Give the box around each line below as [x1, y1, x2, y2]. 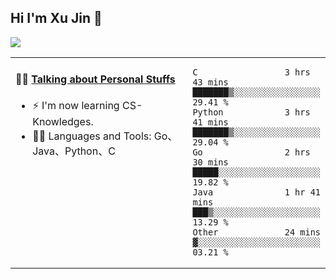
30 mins [192, 156, 229, 168]
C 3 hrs [192, 66, 311, 78]
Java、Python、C [32, 144, 116, 158]
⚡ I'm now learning [32, 99, 120, 113]
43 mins [192, 76, 229, 88]
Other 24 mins [192, 226, 321, 238]
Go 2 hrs [192, 146, 311, 158]
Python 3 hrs [192, 106, 311, 118]
